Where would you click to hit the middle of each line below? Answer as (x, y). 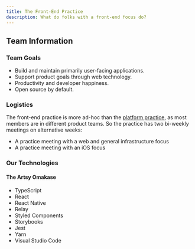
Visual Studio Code (38, 240)
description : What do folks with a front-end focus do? (76, 17)
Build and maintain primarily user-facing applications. (79, 71)
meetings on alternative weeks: (44, 130)
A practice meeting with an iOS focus (60, 148)
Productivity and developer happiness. (62, 83)
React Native (30, 203)
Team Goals (24, 58)
